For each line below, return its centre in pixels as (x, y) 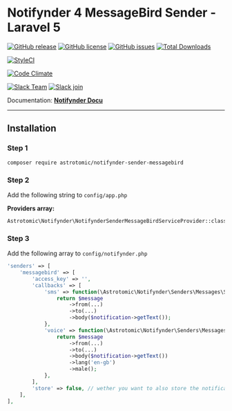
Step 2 (18, 180)
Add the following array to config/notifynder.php (77, 253)
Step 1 (18, 148)
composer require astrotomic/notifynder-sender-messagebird (96, 163)
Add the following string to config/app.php (67, 194)
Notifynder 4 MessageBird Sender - (112, 13)
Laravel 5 (34, 27)
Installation (32, 128)
